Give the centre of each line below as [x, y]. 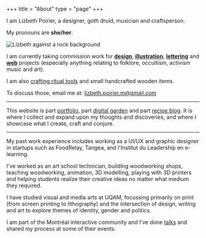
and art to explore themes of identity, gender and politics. [79, 210]
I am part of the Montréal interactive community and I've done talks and [97, 222]
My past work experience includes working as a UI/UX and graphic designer [103, 141]
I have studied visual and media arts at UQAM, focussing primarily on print [100, 197]
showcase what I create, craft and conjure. [60, 124]
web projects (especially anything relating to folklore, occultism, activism [99, 63]
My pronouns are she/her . [40, 32]
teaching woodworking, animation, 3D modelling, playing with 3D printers [99, 173]
